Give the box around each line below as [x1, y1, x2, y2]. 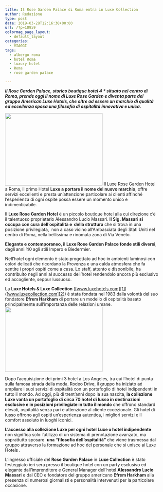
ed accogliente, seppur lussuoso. [5, 276, 72, 282]
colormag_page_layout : [5, 30, 51, 35]
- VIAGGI [9, 43, 27, 48]
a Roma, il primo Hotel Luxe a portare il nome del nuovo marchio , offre [5, 186, 147, 192]
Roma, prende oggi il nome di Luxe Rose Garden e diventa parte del [5, 93, 144, 99]
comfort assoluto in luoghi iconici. [5, 417, 73, 423]
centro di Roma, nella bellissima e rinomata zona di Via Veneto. [5, 231, 131, 237]
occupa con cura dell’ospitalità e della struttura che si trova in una [5, 221, 142, 227]
